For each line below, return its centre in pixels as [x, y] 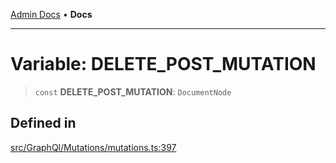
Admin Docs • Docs [51, 14]
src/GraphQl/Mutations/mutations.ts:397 [93, 147]
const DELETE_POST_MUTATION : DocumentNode [133, 91]
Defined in [43, 123]
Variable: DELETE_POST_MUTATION [163, 64]
